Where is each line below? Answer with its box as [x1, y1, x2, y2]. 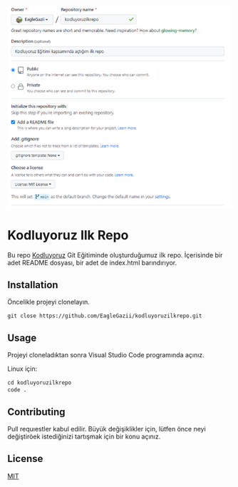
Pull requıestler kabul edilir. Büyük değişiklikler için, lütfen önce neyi [7, 425, 207, 433]
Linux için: [7, 364, 38, 373]
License [7, 453, 43, 465]
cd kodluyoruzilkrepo [7, 379, 72, 386]
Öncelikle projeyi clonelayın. [7, 298, 90, 307]
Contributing [7, 406, 66, 418]
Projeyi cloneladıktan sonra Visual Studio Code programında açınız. [7, 351, 205, 359]
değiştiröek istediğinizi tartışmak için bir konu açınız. [7, 432, 161, 441]
